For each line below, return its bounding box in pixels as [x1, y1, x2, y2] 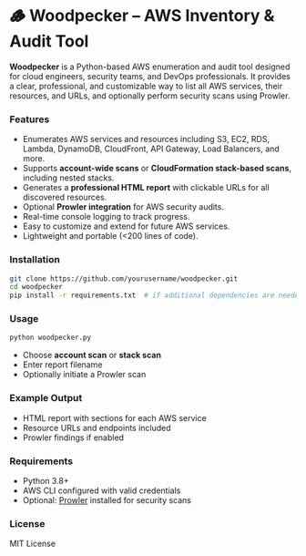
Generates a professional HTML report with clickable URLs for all [22, 182, 270, 193]
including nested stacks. [22, 172, 115, 183]
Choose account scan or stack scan [22, 350, 162, 361]
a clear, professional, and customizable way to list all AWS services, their [9, 80, 283, 91]
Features [9, 113, 50, 126]
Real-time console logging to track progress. [22, 211, 190, 222]
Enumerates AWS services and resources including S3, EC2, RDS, [22, 134, 270, 145]
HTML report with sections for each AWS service [22, 412, 207, 423]
